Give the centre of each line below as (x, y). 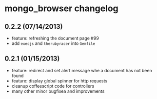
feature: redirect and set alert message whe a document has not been (82, 70)
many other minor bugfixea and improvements (58, 91)
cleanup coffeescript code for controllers (53, 86)
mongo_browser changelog (62, 9)
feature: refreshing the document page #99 (55, 38)
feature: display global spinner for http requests (59, 80)
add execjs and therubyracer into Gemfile (53, 43)
